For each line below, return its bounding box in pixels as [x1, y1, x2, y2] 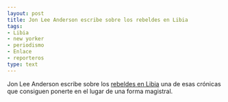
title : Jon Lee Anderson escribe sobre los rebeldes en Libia [7, 16, 188, 23]
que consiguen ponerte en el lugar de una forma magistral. [7, 87, 173, 95]
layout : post [7, 10, 45, 17]
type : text [7, 61, 38, 68]
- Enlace [7, 49, 32, 55]
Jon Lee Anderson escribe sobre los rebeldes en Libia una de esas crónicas [7, 79, 221, 88]
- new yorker [7, 36, 45, 42]
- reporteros [7, 55, 45, 62]
